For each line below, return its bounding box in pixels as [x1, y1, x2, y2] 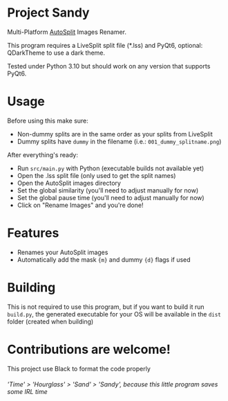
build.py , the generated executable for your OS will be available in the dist [7, 310, 221, 318]
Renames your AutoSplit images [17, 248, 108, 256]
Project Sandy [7, 5, 90, 21]
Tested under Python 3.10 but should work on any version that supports [7, 62, 211, 70]
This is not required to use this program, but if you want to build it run [7, 303, 205, 311]
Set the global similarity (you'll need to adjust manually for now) [17, 186, 199, 195]
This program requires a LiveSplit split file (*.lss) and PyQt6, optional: [7, 41, 203, 49]
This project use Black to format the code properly [7, 364, 151, 373]
